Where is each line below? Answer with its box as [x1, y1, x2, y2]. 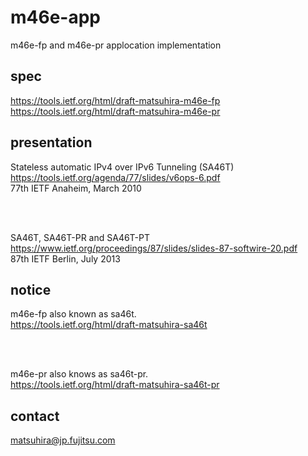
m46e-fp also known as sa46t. [10, 308, 137, 320]
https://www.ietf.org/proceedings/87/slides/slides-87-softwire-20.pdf [10, 242, 298, 254]
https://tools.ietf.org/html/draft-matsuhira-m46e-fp [10, 94, 221, 106]
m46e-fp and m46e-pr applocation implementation [10, 39, 222, 51]
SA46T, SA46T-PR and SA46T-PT [10, 231, 151, 243]
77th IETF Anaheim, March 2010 [10, 182, 142, 194]
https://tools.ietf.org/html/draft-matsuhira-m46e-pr [10, 105, 221, 117]
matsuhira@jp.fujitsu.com [10, 434, 116, 446]
